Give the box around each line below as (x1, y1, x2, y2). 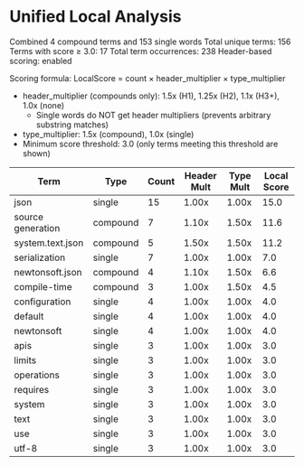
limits (14, 354, 37, 367)
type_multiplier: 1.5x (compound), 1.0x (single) (22, 128, 195, 139)
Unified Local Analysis (9, 6, 182, 27)
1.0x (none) (22, 99, 65, 110)
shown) (22, 147, 52, 159)
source (14, 210, 43, 223)
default (14, 310, 44, 322)
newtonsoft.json (14, 266, 83, 278)
